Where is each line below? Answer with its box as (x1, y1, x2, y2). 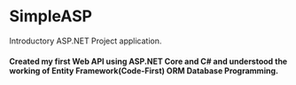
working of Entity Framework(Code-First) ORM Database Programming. (9, 65, 279, 76)
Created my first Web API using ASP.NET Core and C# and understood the (9, 56, 288, 66)
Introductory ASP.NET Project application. (9, 35, 162, 46)
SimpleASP (9, 6, 93, 27)
